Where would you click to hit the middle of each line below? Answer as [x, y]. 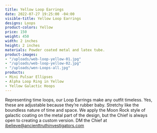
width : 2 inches [21, 41]
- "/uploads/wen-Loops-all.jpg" [38, 68]
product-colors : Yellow [29, 28]
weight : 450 [17, 37]
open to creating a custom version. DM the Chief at [56, 120]
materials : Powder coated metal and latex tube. [55, 50]
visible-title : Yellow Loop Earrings [43, 18]
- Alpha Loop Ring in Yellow [34, 81]
